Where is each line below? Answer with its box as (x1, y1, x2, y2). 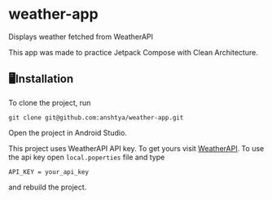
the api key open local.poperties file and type (8, 152, 165, 162)
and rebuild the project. (8, 182, 87, 192)
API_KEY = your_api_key (8, 167, 90, 176)
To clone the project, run (8, 98, 91, 107)
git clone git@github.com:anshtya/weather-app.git (8, 113, 184, 122)
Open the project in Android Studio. (8, 128, 128, 137)
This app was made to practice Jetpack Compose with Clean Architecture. (8, 47, 258, 57)
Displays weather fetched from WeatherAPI (8, 32, 153, 41)
